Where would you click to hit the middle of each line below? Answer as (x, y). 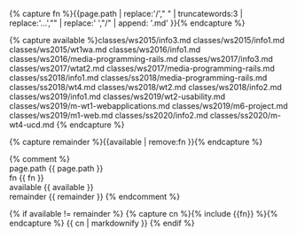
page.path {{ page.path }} (56, 168)
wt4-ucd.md (32, 125)
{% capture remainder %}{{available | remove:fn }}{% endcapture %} (136, 142)
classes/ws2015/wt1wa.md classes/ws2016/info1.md (105, 50)
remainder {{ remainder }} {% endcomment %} (94, 196)
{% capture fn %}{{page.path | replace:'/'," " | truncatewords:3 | (126, 14)
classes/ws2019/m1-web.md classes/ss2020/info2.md (109, 115)
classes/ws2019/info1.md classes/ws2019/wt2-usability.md (117, 96)
